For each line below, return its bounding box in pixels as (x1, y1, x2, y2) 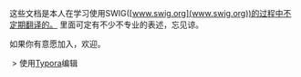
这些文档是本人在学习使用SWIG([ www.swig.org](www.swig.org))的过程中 (9, 8, 285, 18)
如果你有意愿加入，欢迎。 (9, 39, 106, 49)
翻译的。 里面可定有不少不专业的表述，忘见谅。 (25, 19, 203, 30)
